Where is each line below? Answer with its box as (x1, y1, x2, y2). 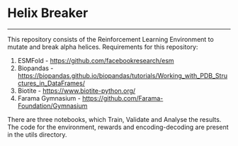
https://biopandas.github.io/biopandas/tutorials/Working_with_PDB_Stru (17, 71, 228, 79)
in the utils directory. (7, 130, 67, 139)
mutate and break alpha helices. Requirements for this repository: (7, 43, 198, 51)
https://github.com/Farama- (82, 94, 164, 102)
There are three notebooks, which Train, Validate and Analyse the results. (7, 115, 222, 123)
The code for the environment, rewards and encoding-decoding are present (7, 123, 229, 131)
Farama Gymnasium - (17, 94, 81, 102)
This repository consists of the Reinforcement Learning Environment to (7, 35, 214, 43)
